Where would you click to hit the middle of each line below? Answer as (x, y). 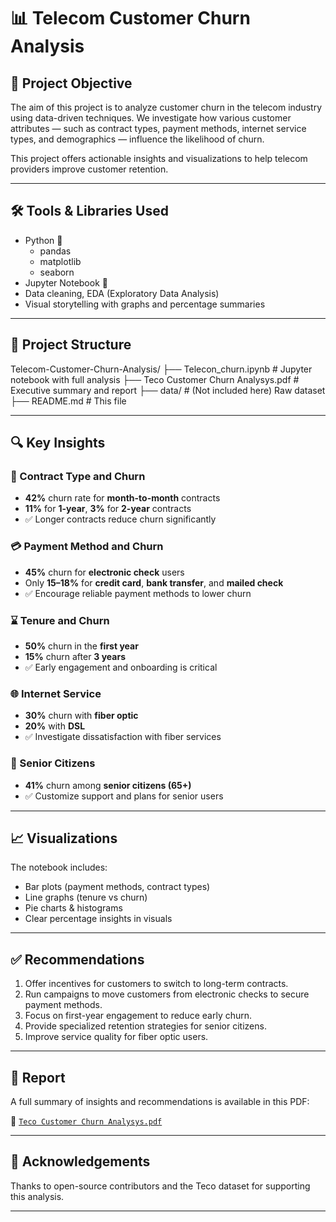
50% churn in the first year (81, 646)
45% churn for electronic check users (104, 572)
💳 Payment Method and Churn (87, 547)
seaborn (57, 272)
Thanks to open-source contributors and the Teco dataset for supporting (160, 1186)
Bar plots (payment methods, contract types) (117, 887)
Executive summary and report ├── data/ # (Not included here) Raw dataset (168, 390)
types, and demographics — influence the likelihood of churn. (137, 139)
